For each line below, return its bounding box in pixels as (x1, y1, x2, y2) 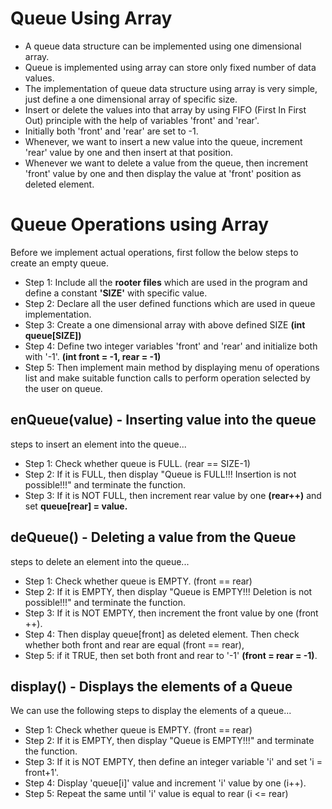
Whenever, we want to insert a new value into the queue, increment (24, 135, 303, 147)
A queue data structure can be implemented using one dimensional (24, 40, 302, 52)
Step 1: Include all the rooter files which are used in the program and (24, 276, 308, 288)
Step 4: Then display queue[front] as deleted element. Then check (24, 628, 300, 640)
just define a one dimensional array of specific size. (24, 93, 238, 105)
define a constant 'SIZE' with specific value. (24, 287, 208, 299)
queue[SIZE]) (24, 329, 82, 341)
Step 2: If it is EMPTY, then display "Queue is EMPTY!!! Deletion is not (24, 585, 313, 597)
